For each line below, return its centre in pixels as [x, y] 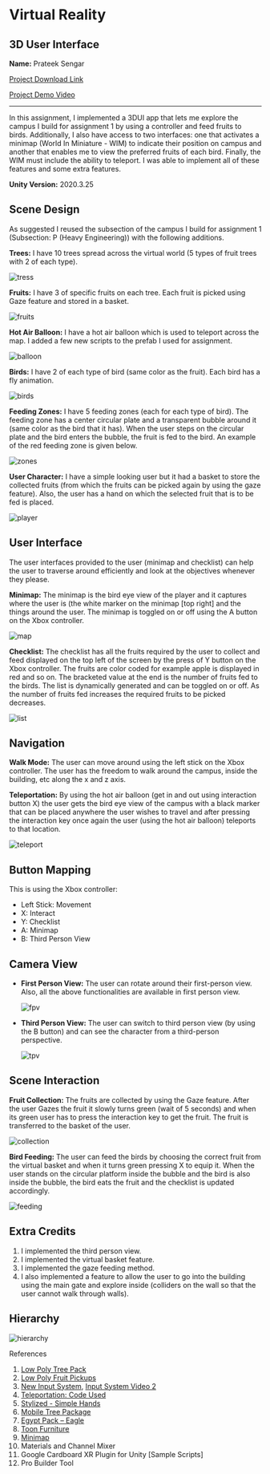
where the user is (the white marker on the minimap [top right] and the [125, 603]
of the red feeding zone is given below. [73, 445]
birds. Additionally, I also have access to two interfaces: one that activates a [134, 135]
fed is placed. [32, 502]
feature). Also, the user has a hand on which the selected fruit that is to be [132, 493]
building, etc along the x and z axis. [68, 780]
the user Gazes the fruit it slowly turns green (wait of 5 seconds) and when [133, 1108]
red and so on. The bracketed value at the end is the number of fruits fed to [134, 677]
